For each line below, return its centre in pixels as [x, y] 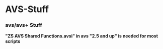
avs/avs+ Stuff [24, 25]
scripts [13, 41]
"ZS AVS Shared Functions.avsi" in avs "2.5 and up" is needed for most [82, 36]
